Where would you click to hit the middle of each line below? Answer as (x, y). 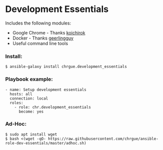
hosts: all (21, 94)
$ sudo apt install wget (31, 134)
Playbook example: (29, 79)
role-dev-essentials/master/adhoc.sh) (46, 143)
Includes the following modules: (38, 23)
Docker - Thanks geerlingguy (43, 38)
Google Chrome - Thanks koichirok (49, 32)
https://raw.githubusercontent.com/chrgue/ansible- (103, 138)
